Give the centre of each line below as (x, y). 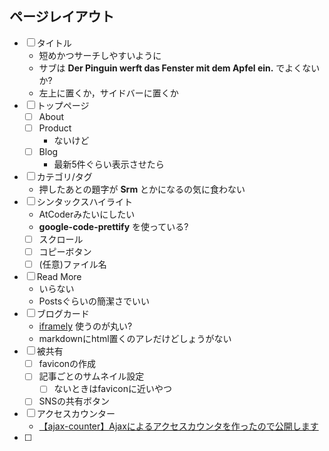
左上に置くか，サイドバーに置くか (108, 93)
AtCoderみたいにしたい (87, 214)
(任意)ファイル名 (72, 264)
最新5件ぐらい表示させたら (109, 164)
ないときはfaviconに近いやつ (112, 389)
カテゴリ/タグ (64, 176)
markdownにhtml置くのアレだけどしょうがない (135, 339)
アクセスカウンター (76, 414)
